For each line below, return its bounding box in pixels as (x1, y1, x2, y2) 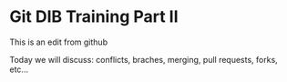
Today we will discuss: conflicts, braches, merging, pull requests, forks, (9, 54, 278, 65)
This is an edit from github (9, 36, 108, 47)
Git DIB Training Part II (9, 6, 179, 27)
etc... (9, 64, 29, 75)
